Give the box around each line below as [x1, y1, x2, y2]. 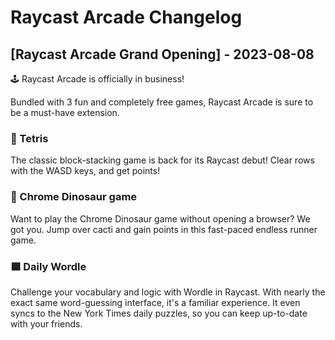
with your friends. [10, 317, 83, 330]
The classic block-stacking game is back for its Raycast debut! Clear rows [10, 154, 315, 166]
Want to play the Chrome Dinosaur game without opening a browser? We [10, 212, 311, 225]
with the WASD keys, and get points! [10, 165, 161, 177]
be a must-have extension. [10, 107, 120, 118]
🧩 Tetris [10, 131, 49, 145]
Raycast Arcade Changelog [10, 6, 243, 29]
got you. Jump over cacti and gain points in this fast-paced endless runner [10, 223, 318, 235]
